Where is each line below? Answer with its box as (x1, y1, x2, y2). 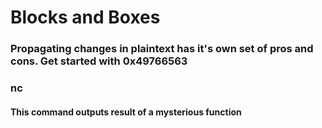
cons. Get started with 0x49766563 (10, 54, 188, 68)
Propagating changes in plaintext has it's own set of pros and (10, 42, 314, 56)
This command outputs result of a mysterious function (10, 106, 242, 118)
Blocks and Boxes (10, 6, 161, 29)
